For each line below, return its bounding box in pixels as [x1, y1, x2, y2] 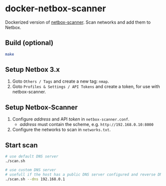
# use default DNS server [5, 154, 58, 159]
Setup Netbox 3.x [5, 65, 60, 74]
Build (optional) [5, 39, 53, 47]
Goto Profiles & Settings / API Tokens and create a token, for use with [12, 84, 161, 90]
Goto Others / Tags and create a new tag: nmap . [12, 78, 109, 84]
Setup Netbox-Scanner [5, 103, 78, 111]
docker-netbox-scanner [5, 3, 106, 14]
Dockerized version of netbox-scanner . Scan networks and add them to [5, 19, 151, 25]
